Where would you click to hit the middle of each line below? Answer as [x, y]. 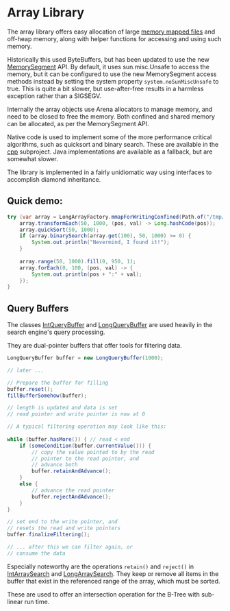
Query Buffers [38, 308]
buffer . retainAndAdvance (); [72, 471]
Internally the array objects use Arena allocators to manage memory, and [110, 109]
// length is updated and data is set [62, 408]
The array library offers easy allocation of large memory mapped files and [111, 32]
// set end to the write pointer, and [62, 522]
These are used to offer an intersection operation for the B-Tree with [103, 594]
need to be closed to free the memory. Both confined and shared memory [111, 116]
